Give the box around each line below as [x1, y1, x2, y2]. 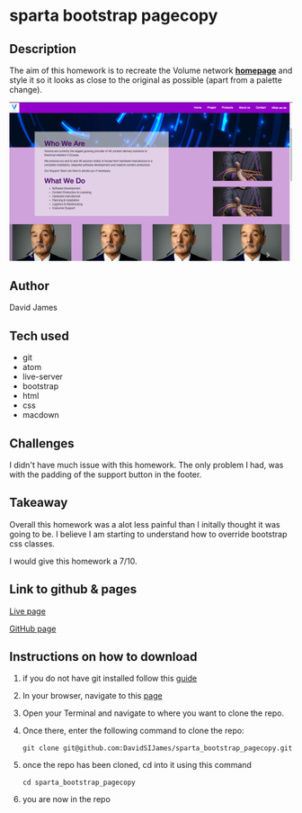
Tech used [9, 328, 69, 343]
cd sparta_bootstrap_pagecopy [22, 778, 137, 788]
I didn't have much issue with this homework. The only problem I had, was [9, 459, 284, 470]
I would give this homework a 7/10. [9, 556, 138, 566]
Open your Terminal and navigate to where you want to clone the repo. [22, 708, 285, 718]
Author [9, 278, 49, 294]
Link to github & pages [9, 582, 138, 597]
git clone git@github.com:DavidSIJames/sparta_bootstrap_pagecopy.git [22, 744, 293, 753]
